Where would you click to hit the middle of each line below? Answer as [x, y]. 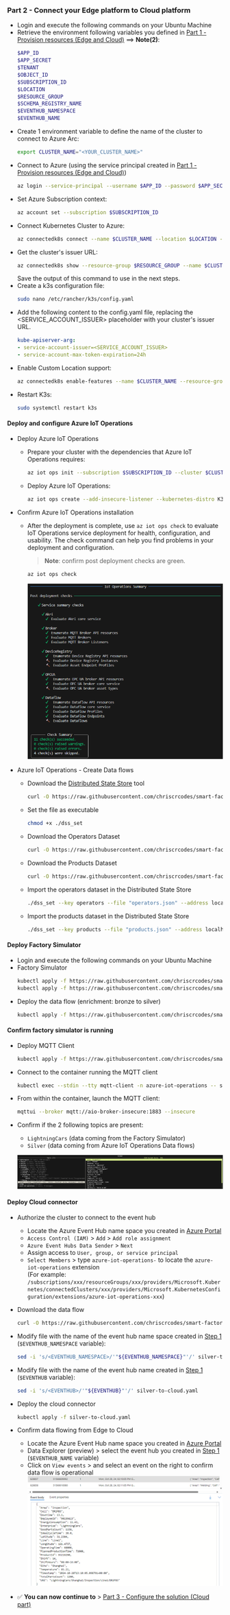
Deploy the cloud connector [56, 1404]
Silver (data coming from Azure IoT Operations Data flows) [111, 1146]
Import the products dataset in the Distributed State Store [108, 916]
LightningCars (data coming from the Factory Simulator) [106, 1138]
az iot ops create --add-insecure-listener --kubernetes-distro [121, 499]
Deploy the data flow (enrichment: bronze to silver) [89, 1001]
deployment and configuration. [71, 547]
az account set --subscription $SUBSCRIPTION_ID [88, 212]
